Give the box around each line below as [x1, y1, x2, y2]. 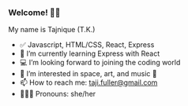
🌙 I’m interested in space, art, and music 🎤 [19, 69, 157, 79]
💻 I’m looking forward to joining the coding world [19, 58, 181, 68]
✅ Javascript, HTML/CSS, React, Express [19, 40, 155, 49]
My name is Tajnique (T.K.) [8, 25, 96, 35]
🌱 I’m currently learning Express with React [19, 49, 160, 58]
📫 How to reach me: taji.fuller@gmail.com [19, 78, 158, 87]
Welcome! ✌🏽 [8, 7, 61, 18]
